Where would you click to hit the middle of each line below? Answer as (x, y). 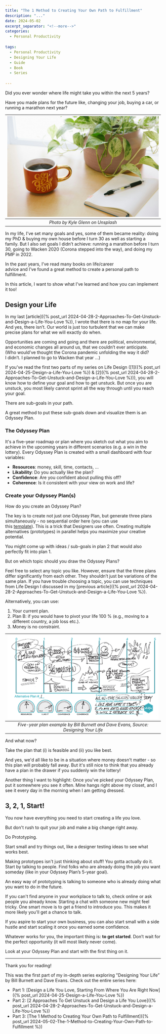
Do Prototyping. (21, 837)
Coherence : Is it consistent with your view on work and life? (73, 482)
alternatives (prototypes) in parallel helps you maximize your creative (75, 532)
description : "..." (25, 16)
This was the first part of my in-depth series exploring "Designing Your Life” (82, 975)
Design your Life (31, 305)
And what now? (21, 741)
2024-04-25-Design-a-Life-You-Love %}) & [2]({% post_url (66, 373)
